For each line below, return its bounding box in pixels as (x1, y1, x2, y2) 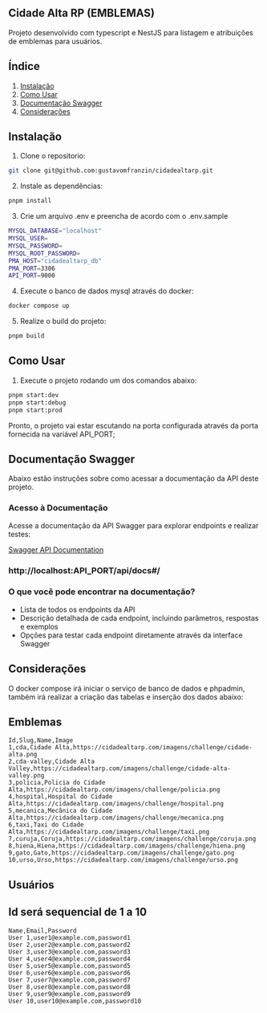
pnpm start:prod (8, 406, 63, 414)
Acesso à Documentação (8, 502, 108, 514)
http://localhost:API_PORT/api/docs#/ (8, 564, 160, 576)
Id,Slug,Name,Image (8, 736, 74, 744)
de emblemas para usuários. (8, 36, 103, 46)
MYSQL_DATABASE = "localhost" (8, 227, 103, 236)
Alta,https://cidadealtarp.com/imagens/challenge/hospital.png (8, 800, 225, 808)
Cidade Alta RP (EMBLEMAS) (8, 6, 155, 20)
